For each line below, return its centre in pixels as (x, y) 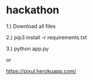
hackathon (33, 10)
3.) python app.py (27, 48)
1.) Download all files (31, 26)
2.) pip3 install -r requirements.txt (46, 37)
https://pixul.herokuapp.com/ (41, 71)
